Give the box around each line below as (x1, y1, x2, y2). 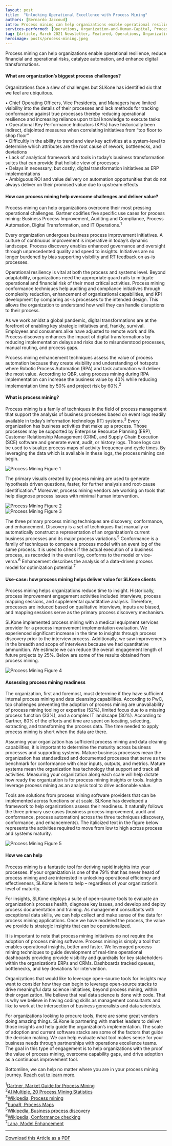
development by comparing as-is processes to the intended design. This (5, 296, 159, 302)
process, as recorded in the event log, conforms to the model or (5, 551, 140, 558)
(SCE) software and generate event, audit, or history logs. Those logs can (5, 440, 160, 446)
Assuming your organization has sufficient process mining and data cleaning (5, 739, 167, 745)
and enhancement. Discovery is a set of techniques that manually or (5, 524, 149, 530)
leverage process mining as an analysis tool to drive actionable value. (5, 782, 152, 789)
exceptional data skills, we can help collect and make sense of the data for (5, 912, 163, 918)
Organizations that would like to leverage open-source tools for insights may (5, 975, 166, 981)
